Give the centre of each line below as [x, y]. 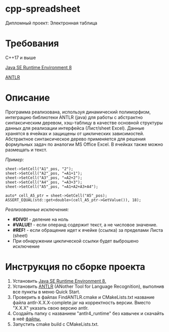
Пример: [15, 159]
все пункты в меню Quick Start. [46, 292]
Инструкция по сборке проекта [75, 267]
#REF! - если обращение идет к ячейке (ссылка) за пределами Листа [88, 230]
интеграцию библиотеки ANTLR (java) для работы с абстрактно [74, 117]
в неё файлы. [27, 319]
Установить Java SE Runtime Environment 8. [59, 281]
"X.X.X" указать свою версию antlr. [51, 308]
